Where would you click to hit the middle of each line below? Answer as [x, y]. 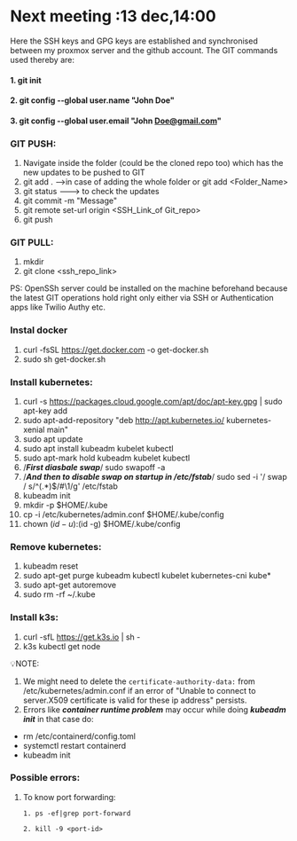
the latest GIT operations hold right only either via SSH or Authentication [142, 298]
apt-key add [45, 411]
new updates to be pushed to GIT [84, 173]
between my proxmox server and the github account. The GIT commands [144, 50]
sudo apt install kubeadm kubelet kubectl [98, 448]
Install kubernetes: [51, 381]
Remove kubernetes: [56, 546]
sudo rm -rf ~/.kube [59, 594]
